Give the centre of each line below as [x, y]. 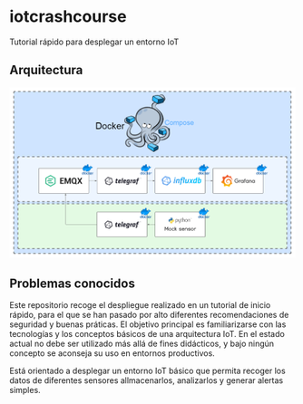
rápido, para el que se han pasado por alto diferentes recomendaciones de [149, 315]
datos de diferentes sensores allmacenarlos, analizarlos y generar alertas [147, 380]
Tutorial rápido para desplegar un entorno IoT [94, 42]
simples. [25, 390]
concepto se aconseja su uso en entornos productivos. [112, 353]
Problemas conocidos [73, 283]
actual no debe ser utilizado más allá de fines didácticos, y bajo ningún [142, 344]
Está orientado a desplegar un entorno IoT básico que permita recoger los [147, 371]
